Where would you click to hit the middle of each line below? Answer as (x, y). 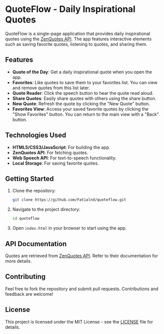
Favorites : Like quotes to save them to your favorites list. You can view (85, 82)
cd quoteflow (26, 219)
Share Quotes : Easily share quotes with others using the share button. (84, 98)
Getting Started (30, 179)
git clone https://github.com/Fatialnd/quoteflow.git (69, 200)
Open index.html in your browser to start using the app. (69, 228)
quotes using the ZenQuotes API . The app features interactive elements (78, 39)
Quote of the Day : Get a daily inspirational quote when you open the (82, 72)
